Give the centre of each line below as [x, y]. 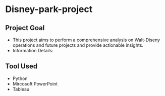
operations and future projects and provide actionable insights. [78, 45]
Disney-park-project [49, 9]
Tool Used [21, 66]
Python [20, 78]
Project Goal [25, 28]
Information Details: [33, 51]
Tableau [21, 89]
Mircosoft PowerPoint [35, 83]
